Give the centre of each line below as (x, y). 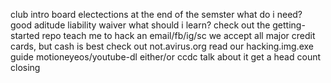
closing (25, 67)
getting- (289, 25)
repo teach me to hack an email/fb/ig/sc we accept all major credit (178, 35)
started (25, 35)
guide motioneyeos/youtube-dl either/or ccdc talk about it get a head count (166, 57)
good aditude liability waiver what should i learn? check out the (140, 25)
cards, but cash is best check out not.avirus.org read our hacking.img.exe (162, 46)
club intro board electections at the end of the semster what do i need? (156, 14)
